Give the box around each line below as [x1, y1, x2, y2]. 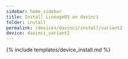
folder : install [6, 19, 46, 25]
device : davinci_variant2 [6, 30, 70, 36]
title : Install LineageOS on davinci [6, 14, 99, 20]
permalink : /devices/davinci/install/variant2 [6, 25, 123, 31]
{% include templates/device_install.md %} [6, 46, 111, 53]
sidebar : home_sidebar [6, 8, 62, 15]
